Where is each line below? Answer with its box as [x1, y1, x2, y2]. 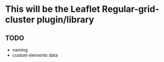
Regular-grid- [102, 3, 160, 15]
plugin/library [36, 14, 94, 25]
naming [12, 47, 28, 53]
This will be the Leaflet [5, 3, 100, 15]
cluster [5, 14, 35, 25]
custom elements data [12, 52, 58, 58]
